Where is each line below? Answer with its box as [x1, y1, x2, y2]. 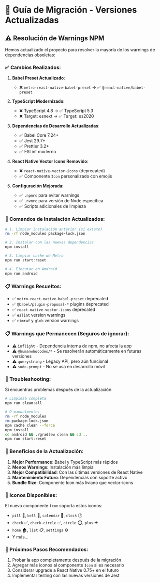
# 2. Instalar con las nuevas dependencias [5, 240, 94, 245]
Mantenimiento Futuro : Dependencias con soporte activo [12, 474, 128, 480]
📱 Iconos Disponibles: [5, 492, 57, 499]
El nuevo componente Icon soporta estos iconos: [5, 502, 102, 508]
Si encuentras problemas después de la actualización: [5, 387, 113, 392]
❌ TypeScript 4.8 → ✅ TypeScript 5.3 [19, 108, 93, 113]
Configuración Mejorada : [12, 183, 64, 189]
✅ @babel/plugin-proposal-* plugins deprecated [12, 301, 109, 307]
